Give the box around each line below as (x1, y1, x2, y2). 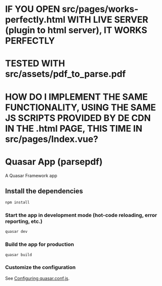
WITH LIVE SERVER (67, 14, 149, 25)
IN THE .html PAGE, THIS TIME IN (5, 123, 143, 134)
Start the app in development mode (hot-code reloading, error (5, 212, 158, 219)
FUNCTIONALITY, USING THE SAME (5, 102, 156, 113)
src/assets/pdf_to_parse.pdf (5, 69, 126, 80)
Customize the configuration (5, 264, 76, 271)
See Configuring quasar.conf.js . (5, 275, 70, 281)
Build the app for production (5, 241, 74, 248)
